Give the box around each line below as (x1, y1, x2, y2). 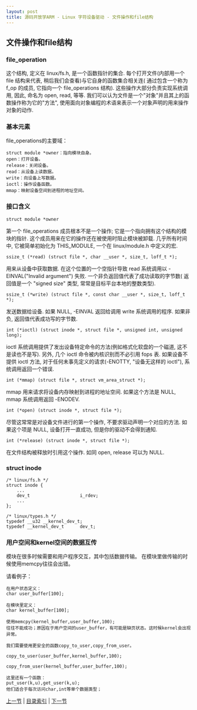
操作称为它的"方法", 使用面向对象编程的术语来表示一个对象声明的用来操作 (11, 99, 189, 106)
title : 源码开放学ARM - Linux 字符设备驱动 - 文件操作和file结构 (6, 14, 154, 20)
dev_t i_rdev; (16, 493, 99, 499)
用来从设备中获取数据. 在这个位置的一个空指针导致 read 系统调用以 (6, 265, 168, 272)
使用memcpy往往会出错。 (11, 560, 74, 567)
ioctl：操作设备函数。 (6, 181, 55, 188)
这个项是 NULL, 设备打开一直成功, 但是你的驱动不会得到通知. (11, 426, 158, 433)
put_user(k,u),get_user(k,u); (6, 680, 81, 686)
